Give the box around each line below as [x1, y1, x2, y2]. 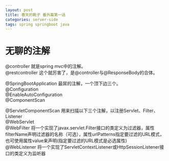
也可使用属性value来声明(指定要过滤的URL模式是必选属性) [5, 137, 128, 144]
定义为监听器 [18, 150, 46, 156]
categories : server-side [5, 17, 58, 22]
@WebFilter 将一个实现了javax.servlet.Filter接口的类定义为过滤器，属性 [5, 125, 155, 131]
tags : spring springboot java [5, 21, 70, 27]
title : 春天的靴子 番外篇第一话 [5, 12, 66, 17]
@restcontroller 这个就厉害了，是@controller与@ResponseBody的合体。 [5, 70, 158, 76]
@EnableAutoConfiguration [5, 91, 63, 98]
